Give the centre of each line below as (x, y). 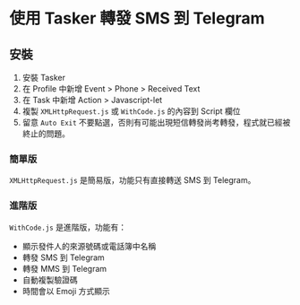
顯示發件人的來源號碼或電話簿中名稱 (89, 246)
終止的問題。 (46, 134)
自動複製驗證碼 (50, 280)
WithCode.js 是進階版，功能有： (68, 227)
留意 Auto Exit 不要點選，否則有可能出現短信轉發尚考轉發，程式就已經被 (156, 122)
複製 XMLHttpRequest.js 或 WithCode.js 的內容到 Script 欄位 (131, 111)
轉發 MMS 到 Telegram (64, 268)
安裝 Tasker (43, 78)
